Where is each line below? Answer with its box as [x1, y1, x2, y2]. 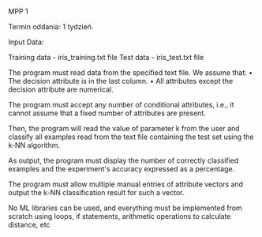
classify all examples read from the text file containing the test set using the [8, 132, 254, 141]
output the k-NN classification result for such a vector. [8, 188, 185, 197]
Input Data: [8, 37, 44, 47]
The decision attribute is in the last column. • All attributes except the [8, 77, 234, 85]
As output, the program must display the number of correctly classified [8, 156, 239, 165]
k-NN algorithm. [8, 141, 61, 149]
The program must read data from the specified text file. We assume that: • [8, 68, 253, 77]
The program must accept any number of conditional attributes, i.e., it [8, 100, 234, 109]
